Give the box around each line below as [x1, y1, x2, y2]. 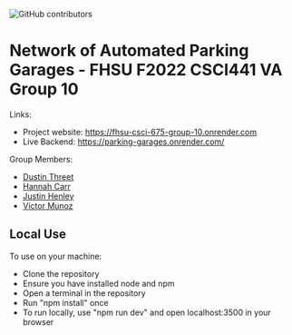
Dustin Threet [22, 171, 74, 182]
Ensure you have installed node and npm [22, 278, 175, 289]
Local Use [9, 227, 66, 242]
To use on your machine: [9, 251, 102, 261]
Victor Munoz [22, 200, 74, 211]
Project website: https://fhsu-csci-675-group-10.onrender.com [22, 126, 257, 137]
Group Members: [9, 153, 73, 164]
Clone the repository [22, 268, 100, 279]
